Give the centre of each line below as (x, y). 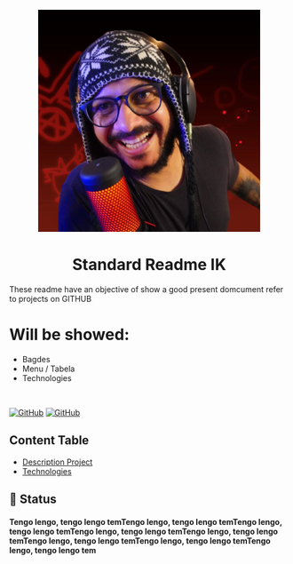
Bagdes (36, 359)
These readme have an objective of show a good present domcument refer (146, 289)
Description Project (57, 462)
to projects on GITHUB (50, 298)
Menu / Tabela (48, 369)
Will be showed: (70, 335)
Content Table (49, 441)
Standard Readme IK (149, 265)
